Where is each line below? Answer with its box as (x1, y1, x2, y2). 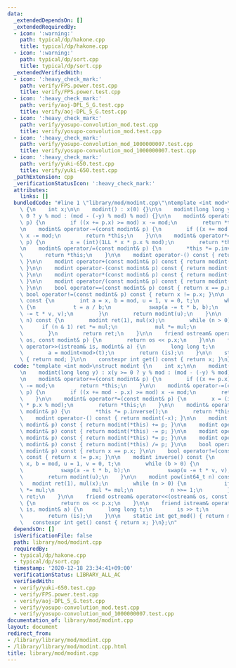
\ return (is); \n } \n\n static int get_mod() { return (20, 513, 225, 520)
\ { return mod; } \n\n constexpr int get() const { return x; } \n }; (20, 356, 234, 363)
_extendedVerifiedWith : (13, 69, 83, 76)
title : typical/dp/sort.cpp (20, 62, 102, 69)
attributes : (13, 187, 49, 194)
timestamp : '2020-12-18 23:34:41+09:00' (13, 565, 133, 572)
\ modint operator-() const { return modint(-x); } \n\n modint (20, 415, 228, 422)
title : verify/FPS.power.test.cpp (20, 88, 121, 95)
